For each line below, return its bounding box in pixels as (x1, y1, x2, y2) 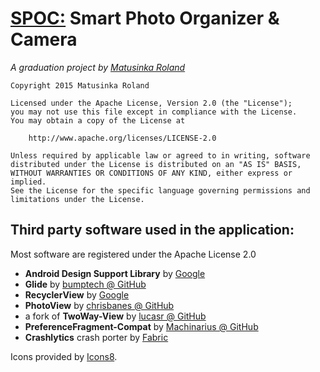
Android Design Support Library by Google (24, 267, 206, 279)
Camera (10, 28, 78, 51)
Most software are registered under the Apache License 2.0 (10, 248, 257, 260)
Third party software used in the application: (10, 222, 295, 239)
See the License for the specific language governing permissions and (10, 185, 311, 196)
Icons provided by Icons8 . (10, 350, 118, 362)
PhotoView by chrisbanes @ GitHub (24, 299, 175, 311)
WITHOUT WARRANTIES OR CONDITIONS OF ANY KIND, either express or (10, 168, 293, 178)
